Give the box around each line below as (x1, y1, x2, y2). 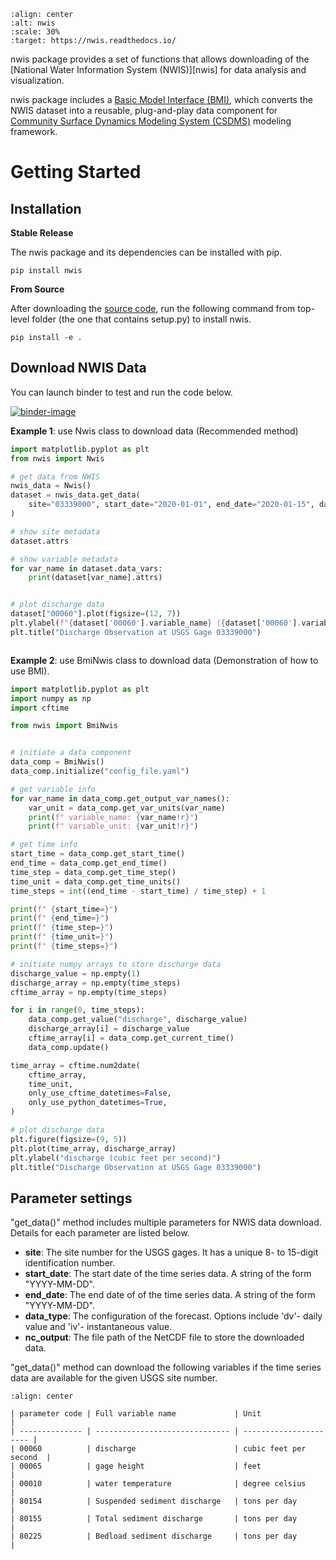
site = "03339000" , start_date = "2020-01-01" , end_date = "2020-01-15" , (28, 500, 315, 510)
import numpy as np (10, 693, 92, 704)
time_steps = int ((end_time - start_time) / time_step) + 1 (10, 886, 267, 896)
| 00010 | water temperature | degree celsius (10, 1479, 307, 1489)
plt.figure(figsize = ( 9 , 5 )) (10, 1134, 128, 1144)
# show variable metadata (10, 554, 118, 564)
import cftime (10, 703, 70, 713)
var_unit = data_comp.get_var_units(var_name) (28, 803, 226, 813)
